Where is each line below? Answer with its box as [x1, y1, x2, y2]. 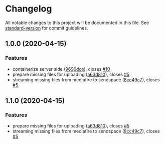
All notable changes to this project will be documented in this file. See [5, 20, 149, 26]
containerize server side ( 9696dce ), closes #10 [12, 66, 110, 72]
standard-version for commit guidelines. [5, 25, 88, 31]
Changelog [5, 3, 52, 15]
